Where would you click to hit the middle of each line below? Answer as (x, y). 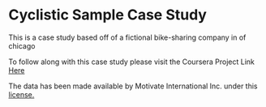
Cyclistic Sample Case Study (107, 15)
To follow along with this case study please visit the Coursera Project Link (132, 62)
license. (21, 94)
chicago (22, 45)
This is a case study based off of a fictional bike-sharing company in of (127, 37)
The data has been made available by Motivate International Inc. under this (133, 86)
